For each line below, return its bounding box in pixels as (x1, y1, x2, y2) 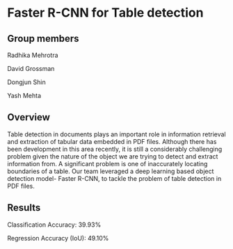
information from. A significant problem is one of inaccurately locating (7, 159, 208, 168)
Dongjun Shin (7, 78, 47, 86)
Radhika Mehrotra (7, 51, 58, 59)
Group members (7, 33, 79, 45)
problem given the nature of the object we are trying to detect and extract (7, 152, 218, 161)
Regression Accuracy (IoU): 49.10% (7, 234, 109, 242)
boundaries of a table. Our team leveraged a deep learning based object (7, 167, 214, 175)
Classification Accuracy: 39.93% (7, 220, 102, 229)
